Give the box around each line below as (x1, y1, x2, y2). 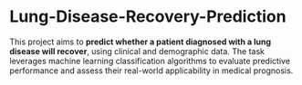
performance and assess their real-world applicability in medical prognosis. (9, 65, 294, 76)
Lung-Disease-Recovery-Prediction (9, 6, 286, 27)
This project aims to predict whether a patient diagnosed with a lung (9, 36, 272, 47)
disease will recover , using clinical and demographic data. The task (9, 45, 266, 56)
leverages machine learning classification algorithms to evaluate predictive (9, 55, 290, 66)
